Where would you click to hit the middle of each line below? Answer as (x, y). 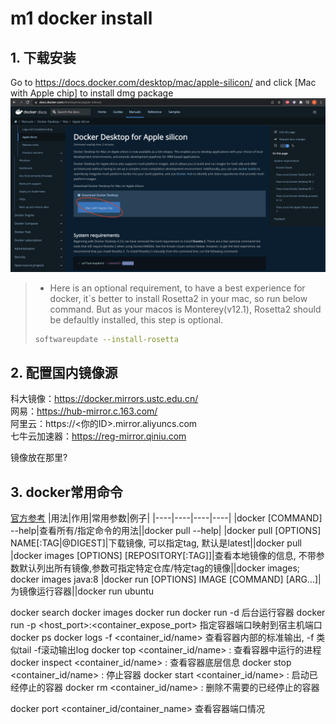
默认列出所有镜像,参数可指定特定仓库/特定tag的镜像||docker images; (159, 568)
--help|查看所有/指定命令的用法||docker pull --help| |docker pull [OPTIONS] (166, 531)
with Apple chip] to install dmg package (92, 93)
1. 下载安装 (43, 57)
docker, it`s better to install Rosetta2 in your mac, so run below (178, 298)
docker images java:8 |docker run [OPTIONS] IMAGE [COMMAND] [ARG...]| (166, 579)
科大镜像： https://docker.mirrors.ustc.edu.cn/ (104, 399)
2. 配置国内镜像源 (64, 372)
